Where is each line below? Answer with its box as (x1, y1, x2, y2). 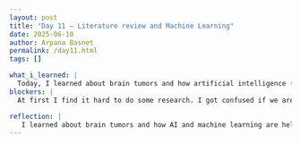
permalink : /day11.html (9, 46, 99, 55)
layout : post (9, 13, 58, 22)
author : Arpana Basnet (9, 38, 94, 47)
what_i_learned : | (9, 71, 78, 80)
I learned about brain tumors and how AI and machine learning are (21, 120, 279, 130)
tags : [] (9, 55, 42, 63)
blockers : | (9, 87, 54, 97)
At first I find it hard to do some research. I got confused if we (17, 96, 279, 105)
